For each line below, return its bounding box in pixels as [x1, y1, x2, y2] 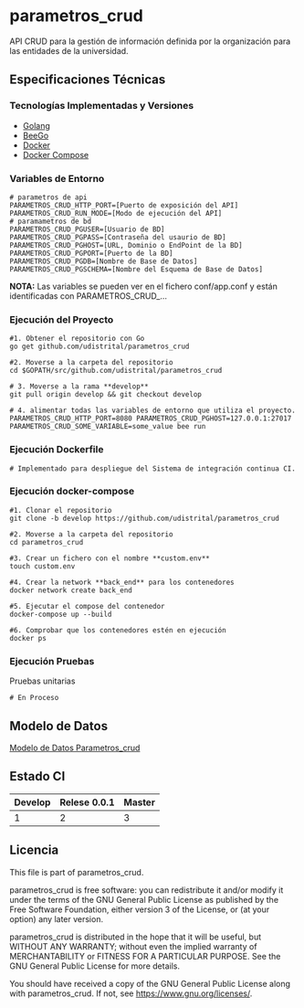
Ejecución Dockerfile [9, 443, 104, 456]
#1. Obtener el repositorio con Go [9, 334, 145, 344]
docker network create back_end [9, 586, 132, 595]
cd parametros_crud [9, 537, 84, 546]
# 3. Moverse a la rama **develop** [9, 382, 149, 391]
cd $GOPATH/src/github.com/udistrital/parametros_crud [9, 366, 223, 376]
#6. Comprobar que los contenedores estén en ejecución [9, 625, 226, 635]
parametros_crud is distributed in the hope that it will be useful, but [9, 931, 262, 942]
